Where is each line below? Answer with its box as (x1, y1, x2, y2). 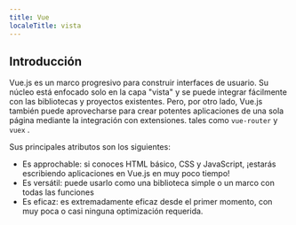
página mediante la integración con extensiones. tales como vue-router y (9, 115, 278, 126)
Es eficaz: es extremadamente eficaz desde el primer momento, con (21, 197, 273, 207)
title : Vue (9, 12, 50, 22)
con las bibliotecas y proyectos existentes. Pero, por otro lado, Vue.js (9, 97, 263, 107)
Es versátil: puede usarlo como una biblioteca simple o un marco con (21, 178, 276, 189)
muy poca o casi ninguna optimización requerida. (21, 206, 204, 217)
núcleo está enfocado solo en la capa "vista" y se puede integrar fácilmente (9, 87, 287, 97)
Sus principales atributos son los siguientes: (9, 142, 171, 152)
